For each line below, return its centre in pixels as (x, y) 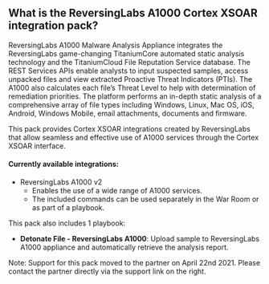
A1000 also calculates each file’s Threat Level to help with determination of (132, 87)
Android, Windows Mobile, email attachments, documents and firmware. (128, 113)
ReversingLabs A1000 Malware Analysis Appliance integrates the (116, 45)
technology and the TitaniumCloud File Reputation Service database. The (129, 62)
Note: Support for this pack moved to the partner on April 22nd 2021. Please (134, 263)
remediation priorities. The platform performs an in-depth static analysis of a (135, 96)
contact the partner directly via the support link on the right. (107, 271)
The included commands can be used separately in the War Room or (145, 199)
